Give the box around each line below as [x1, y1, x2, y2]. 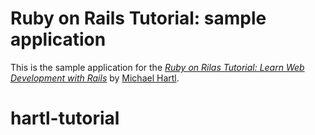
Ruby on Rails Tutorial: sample [10, 7, 267, 30]
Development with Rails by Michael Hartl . [10, 72, 180, 84]
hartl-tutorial [10, 107, 120, 130]
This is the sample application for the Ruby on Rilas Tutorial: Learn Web [10, 61, 305, 73]
